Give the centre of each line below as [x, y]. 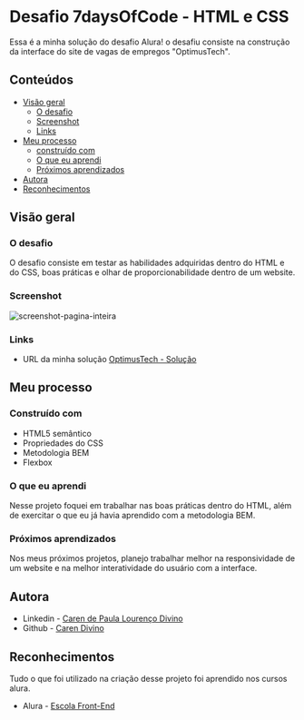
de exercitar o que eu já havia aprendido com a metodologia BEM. [132, 516]
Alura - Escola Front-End [69, 705]
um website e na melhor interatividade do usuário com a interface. [133, 568]
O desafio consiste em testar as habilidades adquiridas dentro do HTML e [147, 263]
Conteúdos [42, 80]
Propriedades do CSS [63, 443]
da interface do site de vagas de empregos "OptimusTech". [120, 51]
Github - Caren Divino [63, 628]
